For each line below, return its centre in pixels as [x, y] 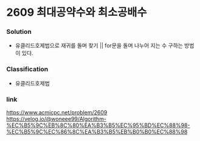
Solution [19, 32]
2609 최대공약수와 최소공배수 [77, 12]
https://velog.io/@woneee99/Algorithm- [56, 119]
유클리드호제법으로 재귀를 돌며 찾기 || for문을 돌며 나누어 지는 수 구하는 [99, 45]
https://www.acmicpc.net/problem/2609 [57, 113]
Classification [27, 69]
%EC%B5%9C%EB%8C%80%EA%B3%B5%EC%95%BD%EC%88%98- [98, 125]
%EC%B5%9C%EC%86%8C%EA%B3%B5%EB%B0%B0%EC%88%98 [97, 132]
